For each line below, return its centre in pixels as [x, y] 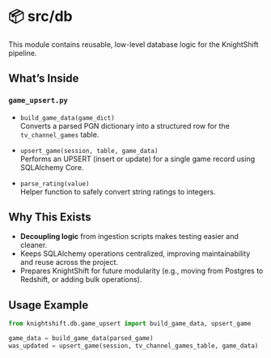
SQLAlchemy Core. [52, 167]
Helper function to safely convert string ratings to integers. [118, 191]
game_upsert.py [38, 100]
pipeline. [23, 53]
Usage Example [49, 305]
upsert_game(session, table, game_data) [89, 151]
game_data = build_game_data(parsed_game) [81, 339]
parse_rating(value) [55, 184]
